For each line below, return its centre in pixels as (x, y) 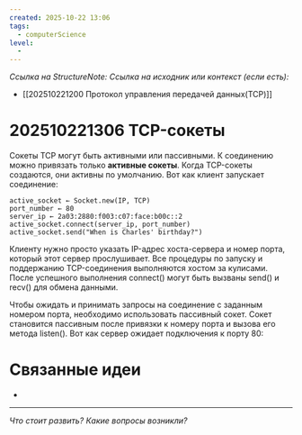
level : (22, 43)
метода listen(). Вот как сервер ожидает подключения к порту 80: (137, 333)
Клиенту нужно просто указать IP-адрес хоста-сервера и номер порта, (147, 249)
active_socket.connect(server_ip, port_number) (100, 225)
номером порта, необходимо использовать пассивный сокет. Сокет (141, 314)
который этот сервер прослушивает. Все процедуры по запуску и (136, 258)
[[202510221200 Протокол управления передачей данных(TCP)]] (147, 95)
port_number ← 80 (42, 209)
